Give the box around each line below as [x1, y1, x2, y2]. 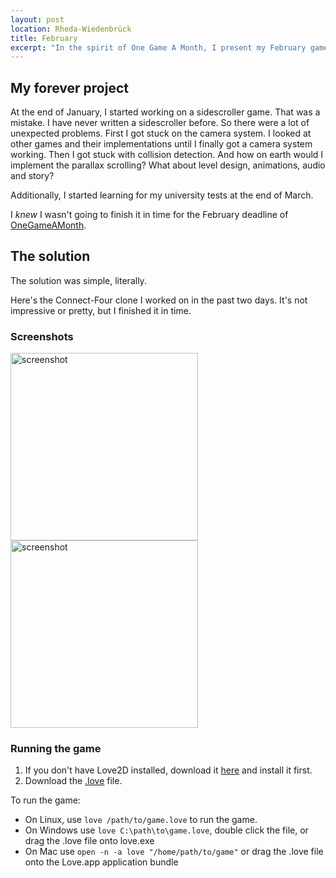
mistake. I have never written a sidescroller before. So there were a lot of [10, 117, 310, 129]
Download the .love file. [24, 775, 123, 787]
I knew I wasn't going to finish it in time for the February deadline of [10, 209, 289, 221]
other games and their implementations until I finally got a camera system [10, 138, 313, 150]
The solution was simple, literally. [10, 274, 147, 286]
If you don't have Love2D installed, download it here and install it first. [24, 764, 313, 776]
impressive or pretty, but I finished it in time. [10, 304, 192, 316]
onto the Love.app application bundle [24, 856, 179, 868]
